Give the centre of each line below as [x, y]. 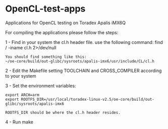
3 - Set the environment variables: [41, 86]
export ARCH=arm [22, 95]
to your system [21, 76]
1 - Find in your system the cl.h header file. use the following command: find [84, 42]
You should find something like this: [46, 57]
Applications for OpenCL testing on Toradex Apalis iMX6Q [66, 23]
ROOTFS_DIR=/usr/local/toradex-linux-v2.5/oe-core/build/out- [88, 99]
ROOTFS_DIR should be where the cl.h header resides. [63, 112]
